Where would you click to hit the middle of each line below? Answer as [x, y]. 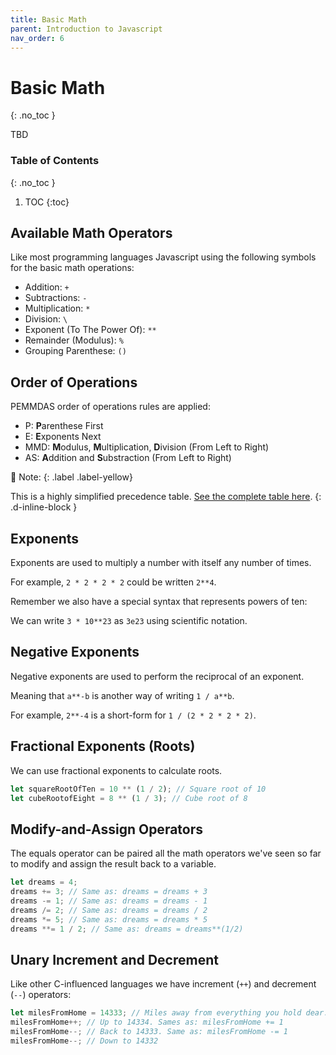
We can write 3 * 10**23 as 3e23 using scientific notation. [129, 621]
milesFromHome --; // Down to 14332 [84, 1041]
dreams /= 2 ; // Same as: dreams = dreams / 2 [109, 910]
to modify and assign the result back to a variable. [113, 864]
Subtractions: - [56, 298]
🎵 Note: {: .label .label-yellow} [71, 477]
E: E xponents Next [63, 437]
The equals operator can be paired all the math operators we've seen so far [166, 853]
